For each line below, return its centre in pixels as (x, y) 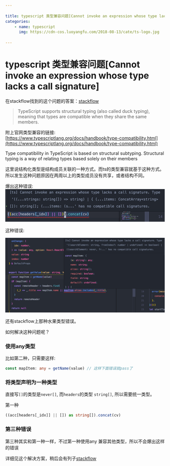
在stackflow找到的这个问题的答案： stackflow (52, 101)
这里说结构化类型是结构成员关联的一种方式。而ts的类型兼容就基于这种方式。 (85, 169)
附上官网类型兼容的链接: (30, 132)
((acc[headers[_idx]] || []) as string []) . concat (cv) (63, 415)
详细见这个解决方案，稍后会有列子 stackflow (51, 458)
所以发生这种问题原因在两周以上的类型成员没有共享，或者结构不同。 (76, 175)
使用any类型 (20, 346)
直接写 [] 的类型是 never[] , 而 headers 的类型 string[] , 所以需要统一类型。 (80, 394)
